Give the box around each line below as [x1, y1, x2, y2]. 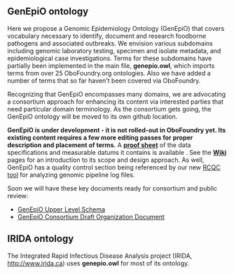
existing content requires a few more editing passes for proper [7, 133, 193, 142]
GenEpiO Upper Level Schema [17, 205, 106, 213]
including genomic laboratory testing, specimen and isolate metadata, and [7, 46, 221, 55]
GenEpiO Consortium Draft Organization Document [17, 212, 165, 221]
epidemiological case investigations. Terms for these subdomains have [7, 54, 212, 62]
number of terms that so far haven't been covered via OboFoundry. [7, 76, 201, 85]
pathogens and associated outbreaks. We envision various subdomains [7, 39, 214, 48]
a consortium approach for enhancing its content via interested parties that [7, 97, 224, 106]
